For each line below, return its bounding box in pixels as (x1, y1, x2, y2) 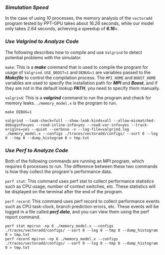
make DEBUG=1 (5, 109, 32, 115)
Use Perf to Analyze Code (5, 147, 68, 154)
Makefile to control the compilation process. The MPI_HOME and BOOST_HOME (5, 75, 156, 81)
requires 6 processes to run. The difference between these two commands (5, 163, 158, 169)
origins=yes (5, 127, 30, 132)
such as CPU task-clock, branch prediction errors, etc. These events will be (5, 203, 159, 209)
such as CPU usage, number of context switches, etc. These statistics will (5, 183, 156, 189)
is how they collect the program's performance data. (5, 169, 112, 174)
